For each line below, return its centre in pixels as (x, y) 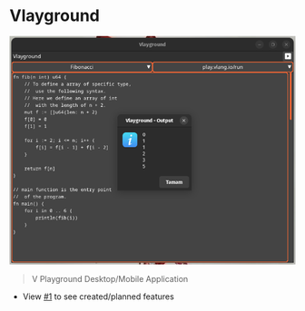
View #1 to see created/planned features (98, 296)
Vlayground (54, 16)
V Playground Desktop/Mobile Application (110, 278)
